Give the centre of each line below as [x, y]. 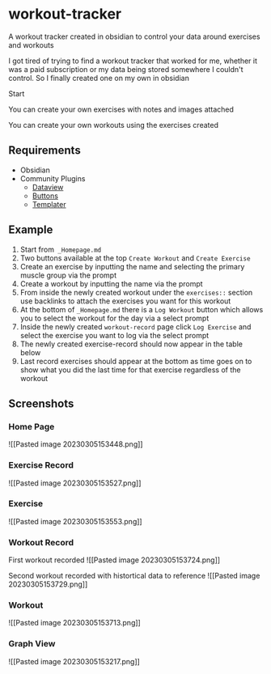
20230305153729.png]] [48, 584]
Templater [49, 204]
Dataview [48, 187]
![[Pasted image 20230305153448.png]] [76, 444]
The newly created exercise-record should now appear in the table [131, 344]
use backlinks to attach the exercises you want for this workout [125, 301]
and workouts [31, 45]
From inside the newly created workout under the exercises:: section [136, 292]
